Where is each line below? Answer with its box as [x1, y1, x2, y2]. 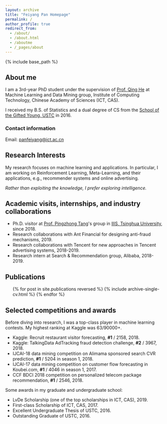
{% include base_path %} [5, 58, 58, 64]
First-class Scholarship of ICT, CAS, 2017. [12, 402, 99, 408]
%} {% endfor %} [29, 292, 65, 298]
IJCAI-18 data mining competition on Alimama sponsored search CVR [12, 350, 156, 357]
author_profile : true [5, 21, 51, 27]
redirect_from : [5, 26, 37, 31]
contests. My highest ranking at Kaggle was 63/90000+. [5, 324, 122, 330]
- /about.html [10, 36, 39, 41]
